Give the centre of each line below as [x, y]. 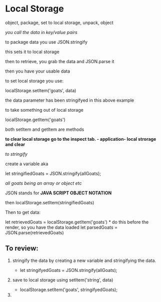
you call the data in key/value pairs [41, 32]
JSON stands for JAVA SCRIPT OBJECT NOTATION [58, 193]
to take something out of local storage [44, 110]
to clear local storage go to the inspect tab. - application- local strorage [81, 139]
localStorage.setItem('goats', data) [41, 90]
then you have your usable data [38, 71]
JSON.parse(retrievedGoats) [34, 232]
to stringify [16, 154]
